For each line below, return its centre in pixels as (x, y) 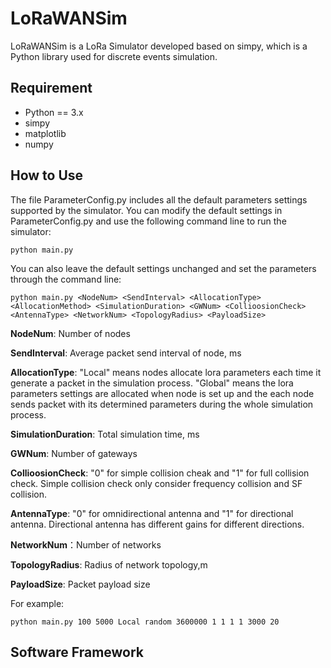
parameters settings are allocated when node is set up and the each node (162, 393)
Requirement (51, 88)
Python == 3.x (54, 112)
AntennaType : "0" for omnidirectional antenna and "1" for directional (152, 513)
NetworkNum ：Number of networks (86, 544)
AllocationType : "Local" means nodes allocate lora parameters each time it (166, 372)
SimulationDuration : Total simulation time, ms (105, 434)
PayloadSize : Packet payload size (80, 584)
